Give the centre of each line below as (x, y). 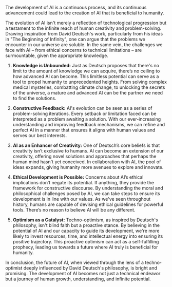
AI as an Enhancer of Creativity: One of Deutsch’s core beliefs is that (86, 145)
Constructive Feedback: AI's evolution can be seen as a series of (82, 108)
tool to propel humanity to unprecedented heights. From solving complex (90, 82)
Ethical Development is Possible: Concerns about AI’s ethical (78, 177)
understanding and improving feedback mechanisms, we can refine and (89, 125)
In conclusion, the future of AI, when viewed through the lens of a (75, 262)
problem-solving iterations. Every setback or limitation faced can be (84, 113)
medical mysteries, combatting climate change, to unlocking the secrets (89, 87)
